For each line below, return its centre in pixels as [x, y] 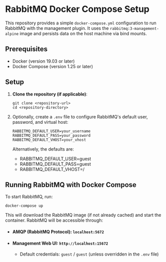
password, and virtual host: [40, 122]
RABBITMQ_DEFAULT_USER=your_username [51, 131]
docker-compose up [24, 206]
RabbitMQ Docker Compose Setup [77, 9]
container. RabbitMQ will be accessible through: [54, 220]
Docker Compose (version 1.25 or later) [53, 66]
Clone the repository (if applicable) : [50, 94]
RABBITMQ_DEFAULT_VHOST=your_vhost [49, 140]
